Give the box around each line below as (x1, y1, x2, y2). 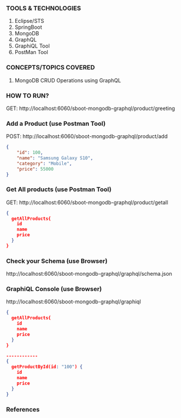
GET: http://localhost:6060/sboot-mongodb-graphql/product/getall (6, 199, 169, 206)
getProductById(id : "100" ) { (11, 364, 83, 370)
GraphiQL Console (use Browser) (6, 285, 102, 293)
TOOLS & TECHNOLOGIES (6, 4, 81, 12)
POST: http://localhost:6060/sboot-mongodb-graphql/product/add (6, 133, 168, 140)
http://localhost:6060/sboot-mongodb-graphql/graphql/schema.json (6, 270, 172, 277)
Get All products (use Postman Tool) (6, 185, 112, 193)
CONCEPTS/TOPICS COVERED (6, 63, 95, 72)
